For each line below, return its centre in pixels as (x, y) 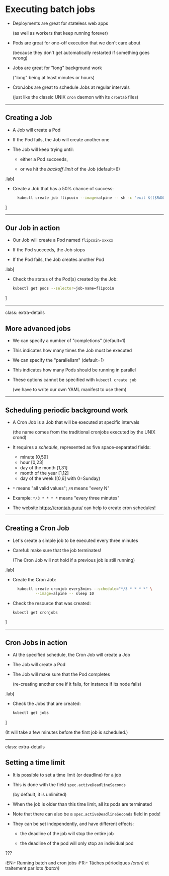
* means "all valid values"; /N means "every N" (61, 488)
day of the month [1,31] (44, 467)
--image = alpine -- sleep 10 (64, 593)
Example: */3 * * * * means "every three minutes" (66, 498)
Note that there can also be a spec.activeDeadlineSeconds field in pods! (87, 814)
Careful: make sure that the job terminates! (57, 550)
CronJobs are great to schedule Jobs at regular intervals (71, 87)
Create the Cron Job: (34, 579)
